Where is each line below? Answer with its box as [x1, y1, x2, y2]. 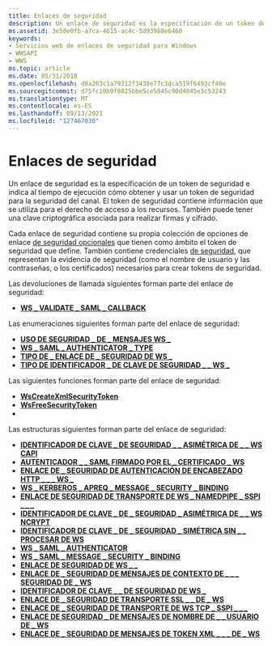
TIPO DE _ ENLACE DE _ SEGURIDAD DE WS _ [19, 351, 172, 361]
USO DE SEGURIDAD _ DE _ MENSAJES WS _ [19, 334, 172, 344]
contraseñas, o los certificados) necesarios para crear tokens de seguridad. [8, 263, 261, 272]
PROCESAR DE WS [19, 534, 85, 544]
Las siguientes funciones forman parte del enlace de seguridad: [8, 375, 222, 385]
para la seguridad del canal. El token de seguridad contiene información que [8, 196, 263, 205]
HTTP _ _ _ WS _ [19, 474, 74, 483]
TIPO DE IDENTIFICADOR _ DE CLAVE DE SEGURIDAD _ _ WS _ [19, 360, 230, 369]
